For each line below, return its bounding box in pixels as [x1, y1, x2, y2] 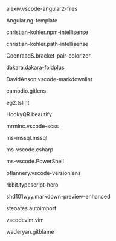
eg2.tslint [6, 99, 30, 106]
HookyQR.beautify [6, 111, 53, 117]
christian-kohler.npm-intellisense [6, 28, 89, 36]
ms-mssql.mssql [6, 134, 48, 141]
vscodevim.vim [6, 216, 44, 223]
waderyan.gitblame [6, 228, 54, 235]
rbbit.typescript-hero [6, 181, 59, 188]
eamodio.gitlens [6, 87, 47, 94]
